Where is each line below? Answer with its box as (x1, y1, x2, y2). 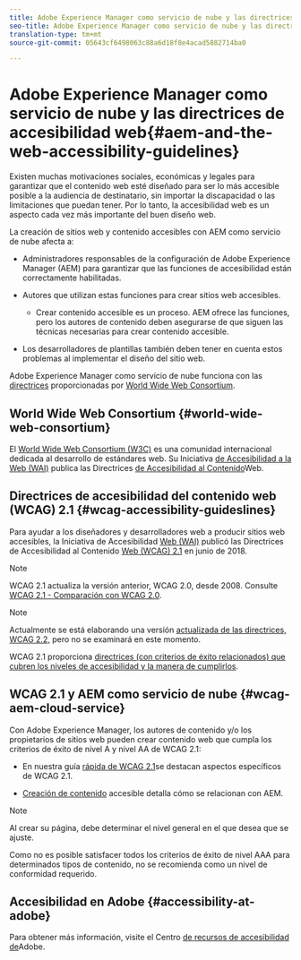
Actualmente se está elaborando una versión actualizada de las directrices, (9, 624, 287, 635)
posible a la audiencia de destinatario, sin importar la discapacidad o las (9, 190, 276, 201)
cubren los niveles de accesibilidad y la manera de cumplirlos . (9, 660, 239, 672)
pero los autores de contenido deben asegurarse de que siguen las (35, 317, 284, 328)
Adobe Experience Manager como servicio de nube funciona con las (9, 371, 262, 381)
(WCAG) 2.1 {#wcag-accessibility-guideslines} (9, 502, 276, 518)
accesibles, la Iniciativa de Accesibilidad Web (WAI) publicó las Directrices (9, 536, 284, 546)
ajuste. (9, 832, 34, 843)
